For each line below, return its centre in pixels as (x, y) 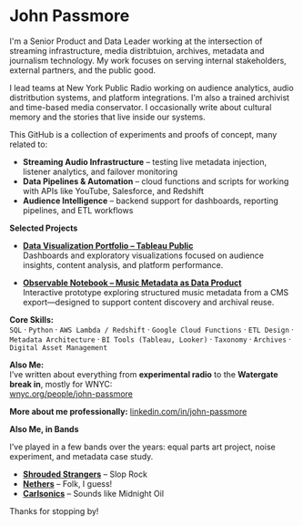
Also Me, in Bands (44, 428)
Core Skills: (32, 319)
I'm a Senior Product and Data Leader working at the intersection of (136, 41)
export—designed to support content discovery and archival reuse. (148, 302)
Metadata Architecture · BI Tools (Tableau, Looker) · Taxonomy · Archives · (150, 339)
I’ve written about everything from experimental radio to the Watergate (144, 374)
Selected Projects (44, 228)
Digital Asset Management (58, 347)
